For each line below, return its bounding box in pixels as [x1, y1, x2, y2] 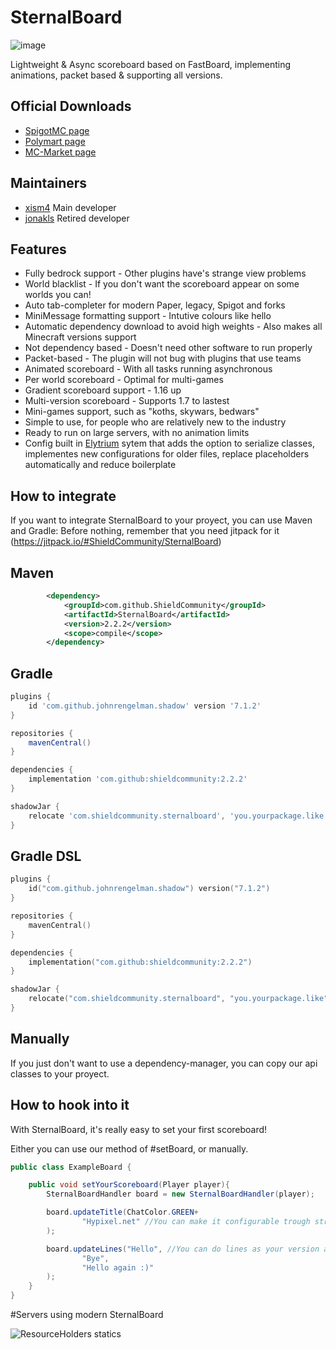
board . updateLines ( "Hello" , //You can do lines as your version [46, 1244, 320, 1254]
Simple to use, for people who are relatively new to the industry [24, 416, 287, 428]
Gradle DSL [10, 847, 82, 865]
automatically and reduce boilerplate [24, 459, 177, 471]
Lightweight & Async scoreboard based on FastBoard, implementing [10, 58, 292, 70]
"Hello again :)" [81, 1262, 155, 1273]
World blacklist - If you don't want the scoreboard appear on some [24, 278, 300, 290]
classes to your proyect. [10, 1067, 110, 1080]
